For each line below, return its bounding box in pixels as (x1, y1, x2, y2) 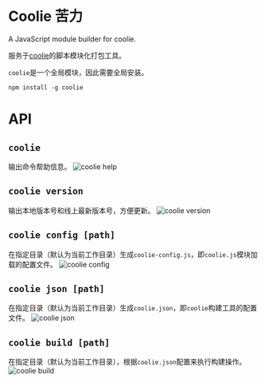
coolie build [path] (8, 337, 111, 348)
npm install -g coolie (8, 83, 84, 92)
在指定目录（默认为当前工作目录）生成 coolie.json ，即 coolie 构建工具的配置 (8, 303, 257, 313)
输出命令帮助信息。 (8, 161, 72, 172)
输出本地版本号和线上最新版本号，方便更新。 (8, 205, 155, 215)
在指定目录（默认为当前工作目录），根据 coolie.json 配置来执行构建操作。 (8, 357, 247, 367)
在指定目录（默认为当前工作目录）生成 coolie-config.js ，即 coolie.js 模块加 (8, 249, 258, 259)
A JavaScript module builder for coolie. (8, 34, 137, 44)
